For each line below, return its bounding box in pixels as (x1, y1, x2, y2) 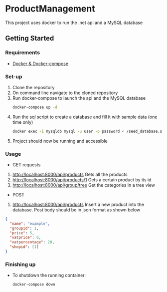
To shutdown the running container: (12, 272, 86, 278)
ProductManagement (5, 3, 96, 15)
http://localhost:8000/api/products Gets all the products (12, 171, 128, 177)
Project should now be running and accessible (12, 138, 108, 144)
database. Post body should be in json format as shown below (12, 206, 141, 213)
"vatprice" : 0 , (9, 235, 41, 240)
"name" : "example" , (9, 221, 50, 226)
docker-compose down (12, 282, 55, 287)
